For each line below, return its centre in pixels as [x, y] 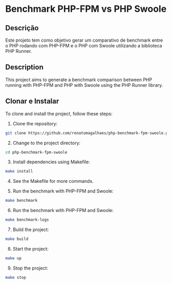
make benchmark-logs [27, 220]
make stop [16, 277]
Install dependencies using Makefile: [51, 162]
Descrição [22, 28]
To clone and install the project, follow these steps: [59, 113]
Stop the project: [30, 268]
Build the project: [31, 230]
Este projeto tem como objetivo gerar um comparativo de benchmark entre [84, 40]
